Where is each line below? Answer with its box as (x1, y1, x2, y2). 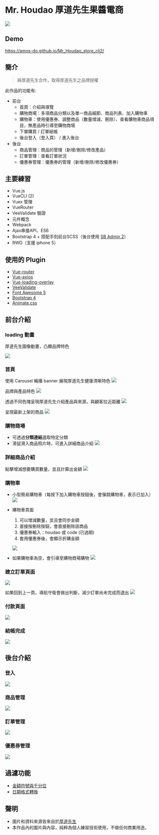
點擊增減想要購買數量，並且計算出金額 (5, 466, 82, 472)
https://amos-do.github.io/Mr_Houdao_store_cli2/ (5, 47, 104, 54)
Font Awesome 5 (12, 289, 46, 296)
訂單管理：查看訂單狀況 (19, 153, 67, 159)
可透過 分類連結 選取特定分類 (12, 435, 68, 440)
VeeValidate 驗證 (12, 210, 46, 216)
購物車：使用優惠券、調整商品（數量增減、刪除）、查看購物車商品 (19, 116, 150, 122)
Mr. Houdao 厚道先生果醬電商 (5, 4, 124, 16)
